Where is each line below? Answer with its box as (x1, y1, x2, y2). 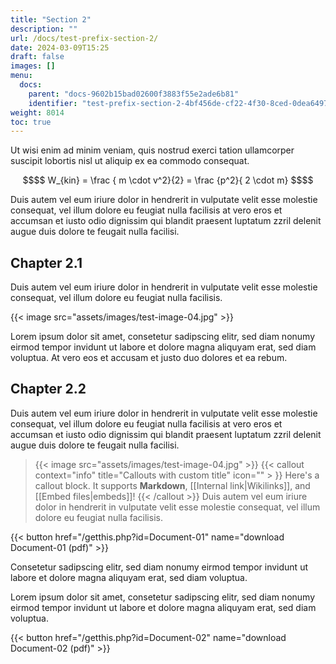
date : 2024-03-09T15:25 (10, 42, 110, 53)
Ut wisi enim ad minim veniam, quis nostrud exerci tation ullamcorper (10, 144, 295, 156)
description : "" (10, 24, 78, 34)
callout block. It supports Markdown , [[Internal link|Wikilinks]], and (34, 479, 311, 491)
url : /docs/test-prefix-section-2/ (10, 33, 159, 43)
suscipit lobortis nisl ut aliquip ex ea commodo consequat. (10, 155, 250, 167)
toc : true (10, 117, 52, 127)
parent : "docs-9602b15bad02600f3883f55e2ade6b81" (28, 89, 240, 99)
